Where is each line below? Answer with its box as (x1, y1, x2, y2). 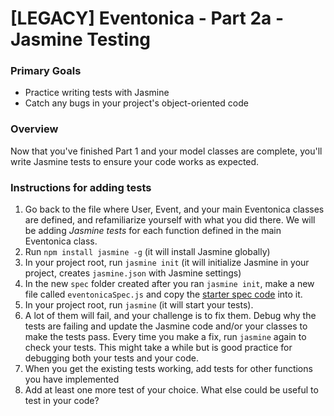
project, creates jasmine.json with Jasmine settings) (24, 267, 242, 279)
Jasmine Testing (10, 28, 152, 51)
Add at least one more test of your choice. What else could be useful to (24, 384, 319, 396)
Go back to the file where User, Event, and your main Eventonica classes (24, 203, 325, 216)
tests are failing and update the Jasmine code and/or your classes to (24, 320, 308, 332)
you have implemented (24, 373, 120, 386)
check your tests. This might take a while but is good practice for (24, 342, 293, 354)
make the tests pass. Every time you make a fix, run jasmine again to (24, 331, 307, 343)
